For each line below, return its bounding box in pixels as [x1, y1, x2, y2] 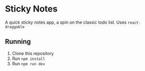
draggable [5, 24, 25, 29]
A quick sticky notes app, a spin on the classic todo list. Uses [5, 19, 127, 25]
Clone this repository [12, 50, 54, 56]
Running [5, 38, 31, 46]
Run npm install [12, 56, 45, 61]
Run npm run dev [12, 60, 45, 66]
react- [127, 20, 141, 25]
